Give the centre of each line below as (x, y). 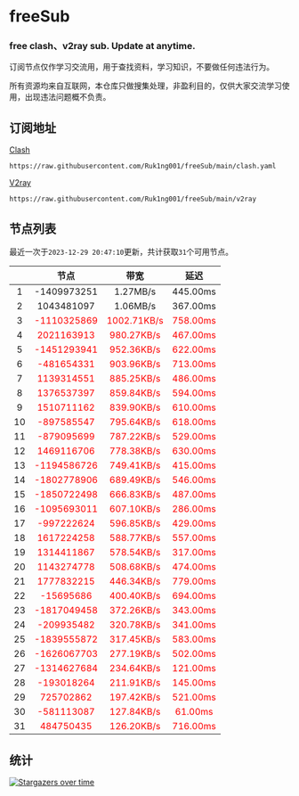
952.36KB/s (135, 349)
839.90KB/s (135, 407)
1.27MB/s (135, 291)
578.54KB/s (135, 553)
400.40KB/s (135, 596)
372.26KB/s (135, 611)
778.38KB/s (135, 451)
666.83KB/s (135, 495)
